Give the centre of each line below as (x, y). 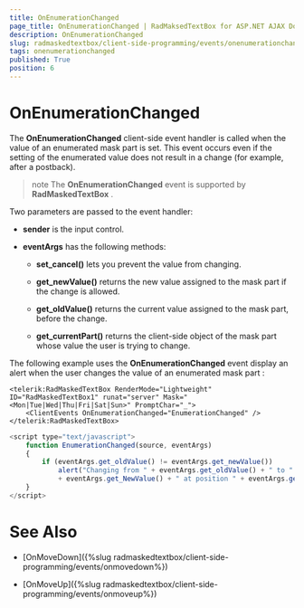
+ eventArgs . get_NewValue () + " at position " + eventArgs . (173, 479)
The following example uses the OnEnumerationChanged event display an (149, 363)
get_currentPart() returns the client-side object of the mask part (157, 336)
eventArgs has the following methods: (94, 246)
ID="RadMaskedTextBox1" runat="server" (85, 397)
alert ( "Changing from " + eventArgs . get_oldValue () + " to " (176, 470)
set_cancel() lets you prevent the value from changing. (138, 264)
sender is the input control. (73, 229)
